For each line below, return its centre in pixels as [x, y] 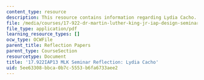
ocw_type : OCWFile [29, 40]
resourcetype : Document [36, 57]
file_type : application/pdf [42, 29]
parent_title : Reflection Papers [49, 46]
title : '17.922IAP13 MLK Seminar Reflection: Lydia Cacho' [83, 62]
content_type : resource [36, 12]
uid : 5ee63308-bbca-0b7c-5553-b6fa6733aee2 [62, 68]
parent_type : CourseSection [42, 51]
